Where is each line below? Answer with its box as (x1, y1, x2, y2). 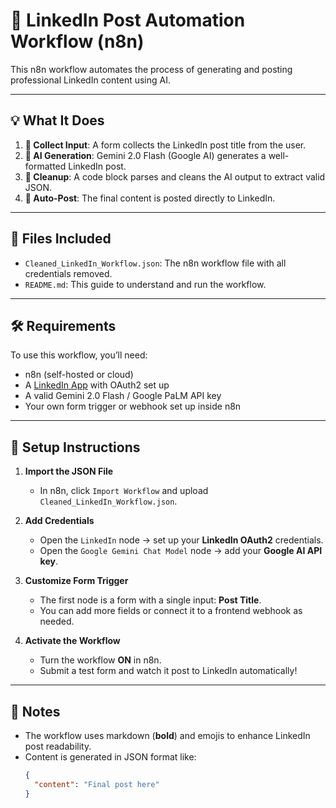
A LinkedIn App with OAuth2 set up (24, 379, 170, 391)
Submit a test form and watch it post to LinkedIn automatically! (39, 665, 298, 677)
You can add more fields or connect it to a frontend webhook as (39, 605, 303, 617)
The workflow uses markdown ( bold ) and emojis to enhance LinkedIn (24, 730, 311, 741)
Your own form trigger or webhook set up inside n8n (24, 400, 242, 413)
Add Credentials (24, 515, 95, 527)
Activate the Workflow (24, 635, 121, 647)
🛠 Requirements (10, 317, 117, 334)
